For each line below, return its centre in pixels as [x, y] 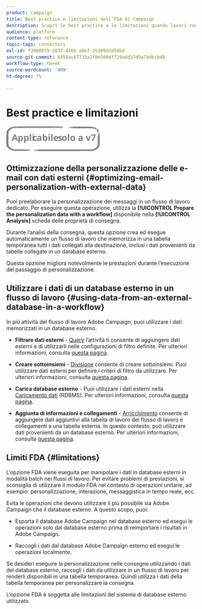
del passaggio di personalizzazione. [51, 270]
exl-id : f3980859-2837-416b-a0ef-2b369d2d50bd [66, 51]
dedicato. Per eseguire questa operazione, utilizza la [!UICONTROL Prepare [100, 208]
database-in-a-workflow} [56, 307]
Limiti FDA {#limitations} [53, 458]
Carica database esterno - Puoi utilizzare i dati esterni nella [89, 389]
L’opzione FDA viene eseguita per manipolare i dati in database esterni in [96, 472]
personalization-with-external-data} [76, 187]
